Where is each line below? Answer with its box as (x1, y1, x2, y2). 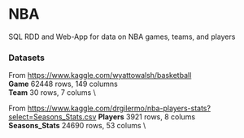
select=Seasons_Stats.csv (8, 112, 97, 122)
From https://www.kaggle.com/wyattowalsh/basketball (8, 71, 192, 80)
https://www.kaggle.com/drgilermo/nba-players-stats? (27, 103, 211, 114)
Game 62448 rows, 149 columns (8, 79, 118, 89)
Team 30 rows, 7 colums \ (8, 88, 96, 97)
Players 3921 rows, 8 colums (98, 112, 196, 122)
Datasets (8, 52, 45, 63)
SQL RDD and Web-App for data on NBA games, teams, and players (8, 32, 236, 41)
